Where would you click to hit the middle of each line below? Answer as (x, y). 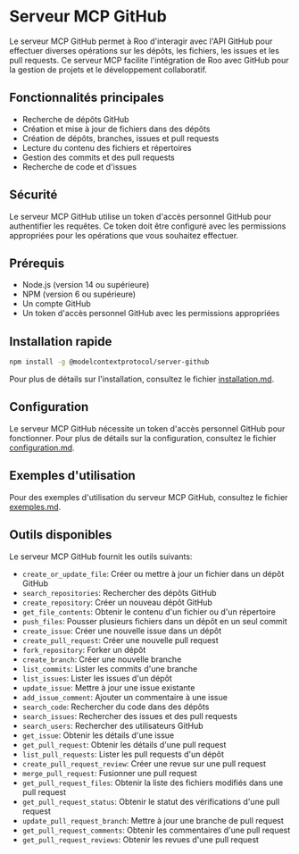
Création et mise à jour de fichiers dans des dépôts (116, 129)
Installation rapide (61, 341)
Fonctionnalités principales (87, 98)
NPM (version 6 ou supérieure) (79, 294)
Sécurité (33, 195)
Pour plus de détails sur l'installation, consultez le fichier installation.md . (142, 379)
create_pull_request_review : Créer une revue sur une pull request (144, 763)
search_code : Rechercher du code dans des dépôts (116, 707)
